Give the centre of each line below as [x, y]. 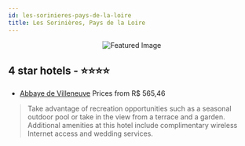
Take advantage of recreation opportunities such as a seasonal [129, 109]
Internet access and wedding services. [90, 133]
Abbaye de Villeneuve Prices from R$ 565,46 [92, 93]
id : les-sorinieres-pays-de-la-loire [70, 15]
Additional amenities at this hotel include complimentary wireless [132, 126]
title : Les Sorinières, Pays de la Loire [77, 23]
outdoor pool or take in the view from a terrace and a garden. [126, 117]
